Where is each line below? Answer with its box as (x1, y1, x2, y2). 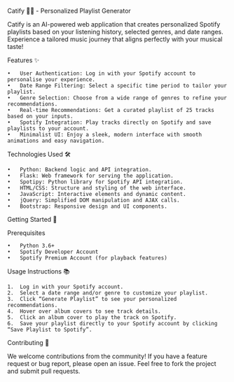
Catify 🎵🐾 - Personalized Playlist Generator (7, 7, 131, 15)
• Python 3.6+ (7, 242, 55, 249)
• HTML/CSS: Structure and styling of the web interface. (7, 185, 187, 192)
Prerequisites (7, 229, 46, 237)
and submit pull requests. (7, 367, 81, 375)
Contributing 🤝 (7, 339, 50, 346)
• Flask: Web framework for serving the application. (7, 172, 174, 179)
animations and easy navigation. (7, 137, 105, 144)
